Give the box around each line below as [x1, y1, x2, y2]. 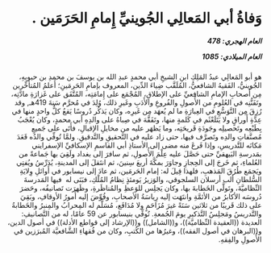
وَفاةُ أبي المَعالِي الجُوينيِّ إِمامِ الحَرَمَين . [31, 9, 262, 27]
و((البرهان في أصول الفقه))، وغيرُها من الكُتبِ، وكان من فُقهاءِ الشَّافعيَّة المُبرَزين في [14, 226, 262, 236]
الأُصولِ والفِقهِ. [218, 234, 262, 244]
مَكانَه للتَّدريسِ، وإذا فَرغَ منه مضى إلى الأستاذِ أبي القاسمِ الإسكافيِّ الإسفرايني [31, 140, 262, 150]
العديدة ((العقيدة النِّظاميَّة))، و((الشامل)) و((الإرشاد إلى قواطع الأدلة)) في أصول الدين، [7, 218, 262, 227]
